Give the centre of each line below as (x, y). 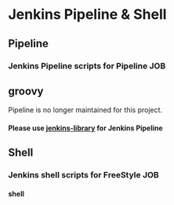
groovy (26, 91)
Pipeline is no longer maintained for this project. (85, 110)
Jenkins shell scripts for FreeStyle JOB (83, 175)
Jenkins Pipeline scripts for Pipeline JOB (87, 66)
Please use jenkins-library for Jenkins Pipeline (85, 128)
